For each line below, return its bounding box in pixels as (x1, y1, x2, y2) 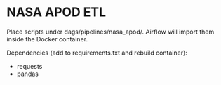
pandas (16, 70, 39, 78)
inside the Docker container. (6, 34, 88, 43)
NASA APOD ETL (6, 4, 107, 20)
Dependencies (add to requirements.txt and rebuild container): (6, 48, 187, 57)
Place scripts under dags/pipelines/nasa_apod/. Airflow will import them (6, 27, 215, 36)
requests (16, 62, 43, 70)
